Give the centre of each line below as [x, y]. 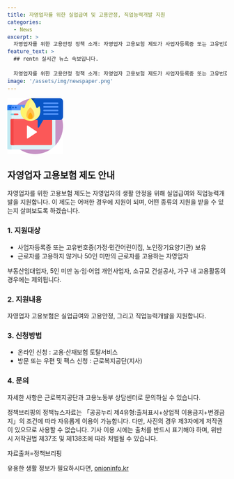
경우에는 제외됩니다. [34, 279]
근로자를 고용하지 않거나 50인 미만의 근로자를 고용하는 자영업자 [103, 256]
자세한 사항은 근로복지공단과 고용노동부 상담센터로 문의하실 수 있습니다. [104, 397]
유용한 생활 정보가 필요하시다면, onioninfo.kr [68, 468]
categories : [24, 22]
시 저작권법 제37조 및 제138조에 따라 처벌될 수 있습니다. [83, 438]
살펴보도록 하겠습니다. [50, 211]
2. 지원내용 [25, 299]
